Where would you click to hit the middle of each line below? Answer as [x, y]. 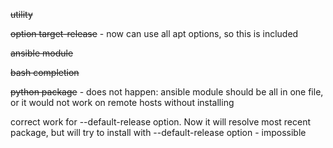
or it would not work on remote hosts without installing [122, 102]
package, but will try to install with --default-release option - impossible [158, 132]
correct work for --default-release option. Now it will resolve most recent [161, 122]
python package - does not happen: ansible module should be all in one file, [167, 92]
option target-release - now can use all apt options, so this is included [154, 33]
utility [21, 14]
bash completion [45, 72]
